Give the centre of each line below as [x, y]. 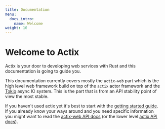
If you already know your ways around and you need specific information [80, 111]
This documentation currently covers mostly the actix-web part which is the [82, 81]
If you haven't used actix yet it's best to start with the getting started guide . [82, 106]
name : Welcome [28, 23]
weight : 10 [16, 28]
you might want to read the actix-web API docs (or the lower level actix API [81, 117]
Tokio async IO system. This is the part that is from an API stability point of [81, 91]
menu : [11, 14]
